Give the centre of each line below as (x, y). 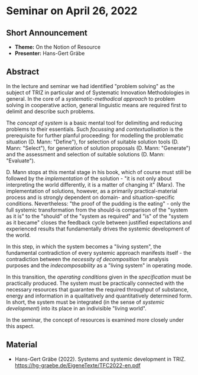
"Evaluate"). (21, 161)
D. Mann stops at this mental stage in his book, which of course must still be (99, 172)
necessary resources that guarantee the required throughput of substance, (98, 289)
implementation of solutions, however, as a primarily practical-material (92, 191)
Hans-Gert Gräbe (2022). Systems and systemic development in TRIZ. (100, 359)
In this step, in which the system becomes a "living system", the (84, 246)
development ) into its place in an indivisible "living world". (76, 308)
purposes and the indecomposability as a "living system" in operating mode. (99, 265)
